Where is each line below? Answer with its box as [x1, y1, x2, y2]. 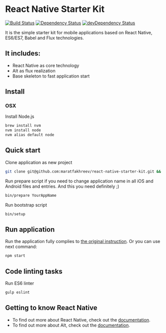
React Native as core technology [12, 62, 80, 68]
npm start [5, 253, 26, 258]
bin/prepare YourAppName [5, 193, 57, 198]
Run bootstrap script [5, 202, 47, 208]
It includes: [5, 49, 41, 58]
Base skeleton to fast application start [12, 73, 90, 79]
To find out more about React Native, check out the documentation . [12, 317, 151, 323]
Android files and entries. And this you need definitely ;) [5, 183, 119, 189]
